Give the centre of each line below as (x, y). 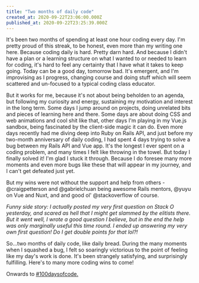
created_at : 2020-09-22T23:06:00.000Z (54, 17)
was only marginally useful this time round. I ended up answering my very (97, 226)
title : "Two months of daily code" (50, 12)
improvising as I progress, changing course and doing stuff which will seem (99, 77)
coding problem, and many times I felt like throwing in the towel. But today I (98, 152)
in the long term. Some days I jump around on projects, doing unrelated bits (99, 108)
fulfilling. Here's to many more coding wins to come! (70, 263)
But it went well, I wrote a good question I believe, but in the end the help (95, 219)
